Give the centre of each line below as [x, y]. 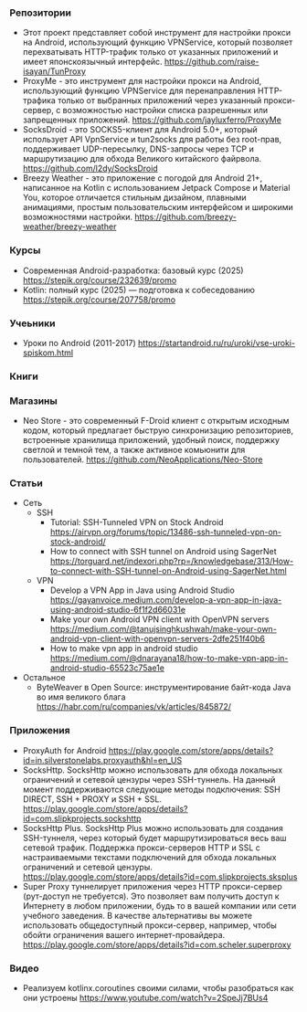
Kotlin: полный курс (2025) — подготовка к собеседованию [139, 290]
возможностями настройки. [78, 217]
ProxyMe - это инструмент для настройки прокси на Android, [142, 81]
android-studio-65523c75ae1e [107, 668]
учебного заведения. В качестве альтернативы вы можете [138, 915]
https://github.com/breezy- [186, 217]
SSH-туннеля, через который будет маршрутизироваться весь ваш [154, 838]
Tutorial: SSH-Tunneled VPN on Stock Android [137, 522]
